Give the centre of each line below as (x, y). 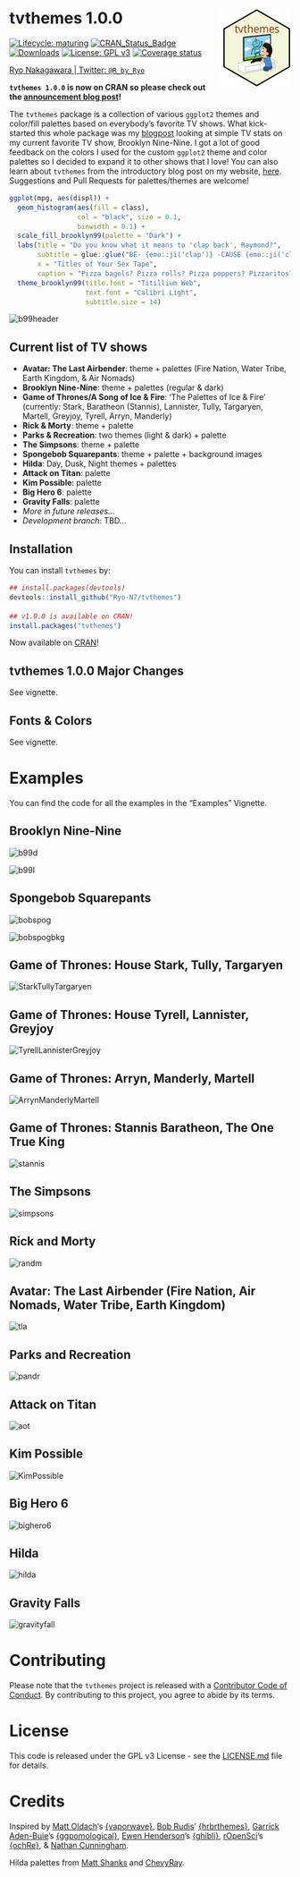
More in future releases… (68, 511)
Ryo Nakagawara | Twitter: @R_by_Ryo (77, 70)
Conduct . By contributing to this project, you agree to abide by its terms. (142, 1695)
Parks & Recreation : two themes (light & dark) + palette (124, 435)
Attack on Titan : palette (66, 473)
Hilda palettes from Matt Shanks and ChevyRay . (97, 1863)
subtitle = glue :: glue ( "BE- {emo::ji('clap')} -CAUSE (139, 255)
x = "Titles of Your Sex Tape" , (97, 264)
